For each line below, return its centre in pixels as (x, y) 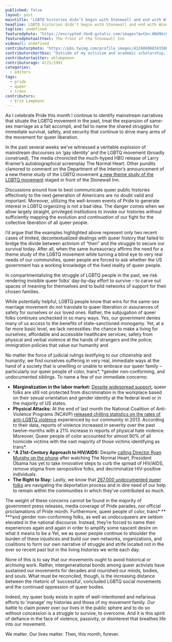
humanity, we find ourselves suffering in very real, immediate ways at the (82, 361)
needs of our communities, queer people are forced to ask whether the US (84, 260)
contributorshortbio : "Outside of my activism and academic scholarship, (86, 53)
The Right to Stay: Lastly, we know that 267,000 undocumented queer (87, 480)
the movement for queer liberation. (42, 137)
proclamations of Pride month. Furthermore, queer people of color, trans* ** (85, 512)
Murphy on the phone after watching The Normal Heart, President (82, 458)
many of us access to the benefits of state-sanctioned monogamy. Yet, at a (84, 324)
